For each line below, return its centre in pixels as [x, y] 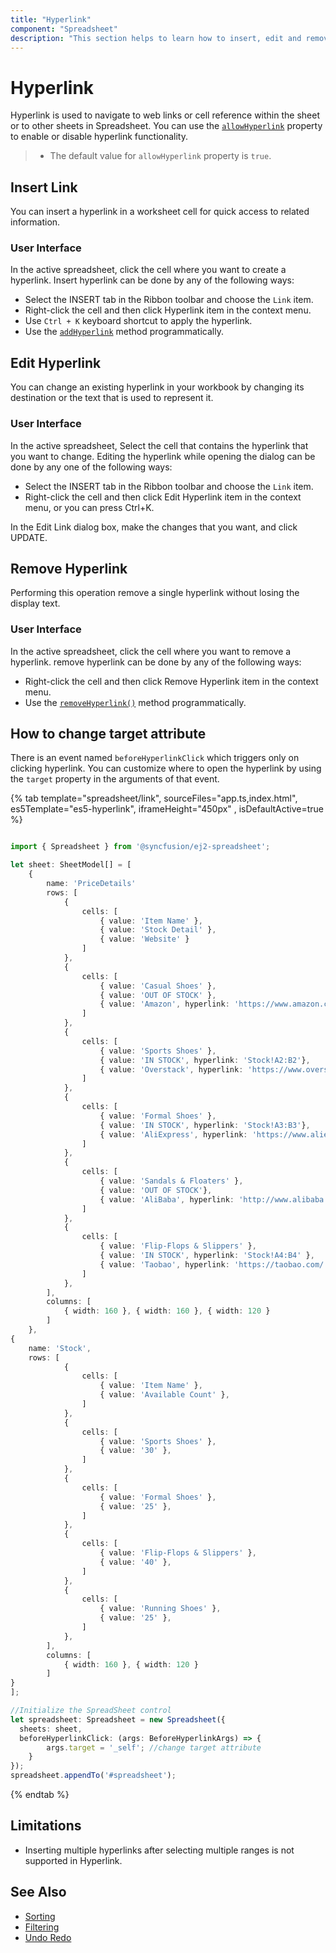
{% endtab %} [40, 1795]
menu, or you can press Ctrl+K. [89, 507]
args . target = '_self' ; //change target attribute [154, 1747]
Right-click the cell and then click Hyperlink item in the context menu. [168, 310]
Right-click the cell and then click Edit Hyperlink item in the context [163, 497]
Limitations [46, 1826]
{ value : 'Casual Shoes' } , [158, 986]
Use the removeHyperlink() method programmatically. [135, 702]
